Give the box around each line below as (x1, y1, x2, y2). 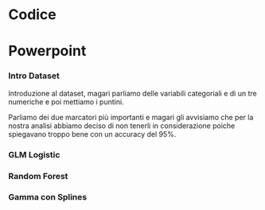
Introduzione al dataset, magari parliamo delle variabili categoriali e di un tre (8, 88, 257, 98)
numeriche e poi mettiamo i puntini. (8, 97, 125, 107)
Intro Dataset (8, 70, 60, 81)
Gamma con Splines (8, 192, 88, 203)
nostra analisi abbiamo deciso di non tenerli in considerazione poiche (8, 121, 236, 130)
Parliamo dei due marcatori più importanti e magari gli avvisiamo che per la (8, 112, 254, 122)
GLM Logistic (8, 149, 60, 160)
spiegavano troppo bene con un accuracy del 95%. (8, 129, 177, 138)
